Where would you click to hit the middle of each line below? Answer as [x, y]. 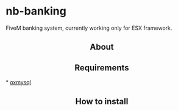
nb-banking [36, 11]
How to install [102, 101]
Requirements [102, 68]
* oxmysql [18, 82]
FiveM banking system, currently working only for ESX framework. [89, 28]
